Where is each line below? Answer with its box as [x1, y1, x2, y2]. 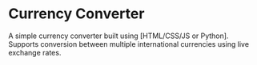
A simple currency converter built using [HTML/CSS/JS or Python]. [8, 31, 229, 40]
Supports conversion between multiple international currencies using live [8, 39, 250, 48]
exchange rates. [8, 48, 62, 57]
